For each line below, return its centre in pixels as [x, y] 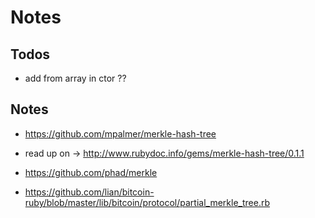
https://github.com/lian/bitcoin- [89, 192]
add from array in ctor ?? [75, 78]
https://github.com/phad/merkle [91, 172]
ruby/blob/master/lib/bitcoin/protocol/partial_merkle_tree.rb [147, 202]
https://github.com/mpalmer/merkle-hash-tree [120, 133]
